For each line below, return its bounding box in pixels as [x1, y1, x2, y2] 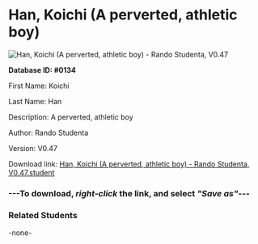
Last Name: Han [8, 96, 62, 106]
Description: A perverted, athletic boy [8, 111, 133, 122]
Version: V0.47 [8, 143, 58, 153]
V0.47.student [8, 167, 55, 177]
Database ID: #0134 [8, 65, 77, 74]
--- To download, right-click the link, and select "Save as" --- [8, 187, 251, 199]
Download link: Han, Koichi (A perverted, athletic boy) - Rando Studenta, [8, 159, 250, 169]
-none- [8, 228, 32, 238]
